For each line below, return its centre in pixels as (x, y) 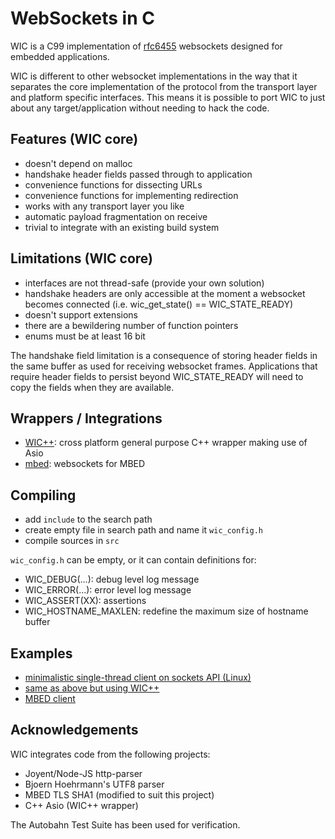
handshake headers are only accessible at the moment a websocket (165, 293)
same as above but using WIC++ (92, 688)
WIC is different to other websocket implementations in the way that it (154, 76)
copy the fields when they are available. (92, 387)
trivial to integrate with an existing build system (122, 227)
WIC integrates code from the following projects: (110, 754)
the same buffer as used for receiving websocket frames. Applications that (164, 366)
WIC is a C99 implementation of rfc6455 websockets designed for (146, 46)
